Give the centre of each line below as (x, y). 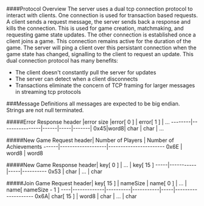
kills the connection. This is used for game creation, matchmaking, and (95, 28)
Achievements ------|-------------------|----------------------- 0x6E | (94, 147)
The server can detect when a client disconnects (76, 79)
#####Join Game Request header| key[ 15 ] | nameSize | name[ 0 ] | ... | (97, 183)
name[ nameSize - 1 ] (33, 190)
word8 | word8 (25, 153)
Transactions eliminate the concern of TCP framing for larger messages (105, 85)
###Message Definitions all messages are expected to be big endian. (93, 104)
